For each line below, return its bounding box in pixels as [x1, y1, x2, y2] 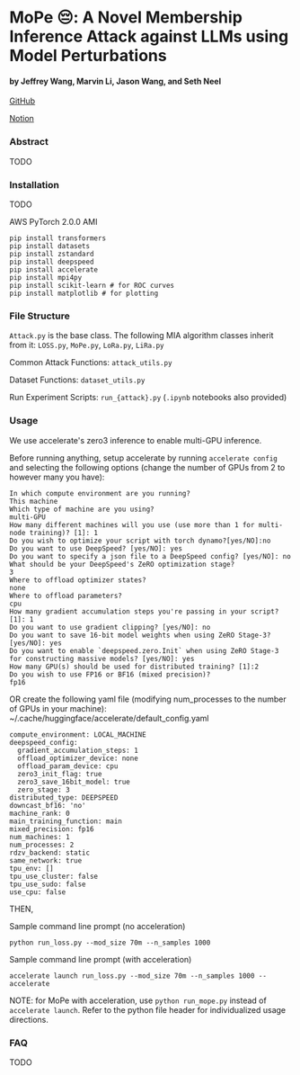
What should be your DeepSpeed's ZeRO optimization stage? [9, 560, 235, 569]
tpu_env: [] [9, 864, 54, 873]
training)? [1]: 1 [29, 528, 99, 537]
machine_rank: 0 [9, 809, 70, 818]
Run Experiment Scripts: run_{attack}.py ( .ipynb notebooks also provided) [9, 392, 287, 403]
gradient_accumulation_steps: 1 [17, 746, 139, 755]
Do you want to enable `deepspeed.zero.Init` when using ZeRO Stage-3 [9, 646, 279, 655]
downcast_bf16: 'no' [9, 801, 87, 810]
